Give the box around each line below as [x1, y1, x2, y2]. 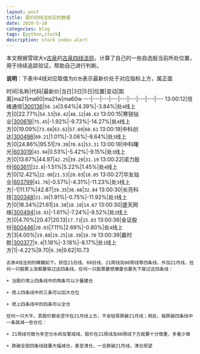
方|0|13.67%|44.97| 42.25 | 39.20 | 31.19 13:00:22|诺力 [6, 156, 135, 163]
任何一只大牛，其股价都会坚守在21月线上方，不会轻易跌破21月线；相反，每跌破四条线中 [6, 313, 193, 319]
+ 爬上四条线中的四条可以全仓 [6, 301, 71, 307]
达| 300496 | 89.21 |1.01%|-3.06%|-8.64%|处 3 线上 [6, 133, 127, 140]
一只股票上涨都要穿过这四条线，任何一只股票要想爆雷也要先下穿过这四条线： [10, 266, 173, 272]
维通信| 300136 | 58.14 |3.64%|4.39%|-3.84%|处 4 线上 [6, 103, 136, 110]
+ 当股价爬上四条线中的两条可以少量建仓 [6, 278, 93, 284]
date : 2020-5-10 [6, 20, 47, 26]
